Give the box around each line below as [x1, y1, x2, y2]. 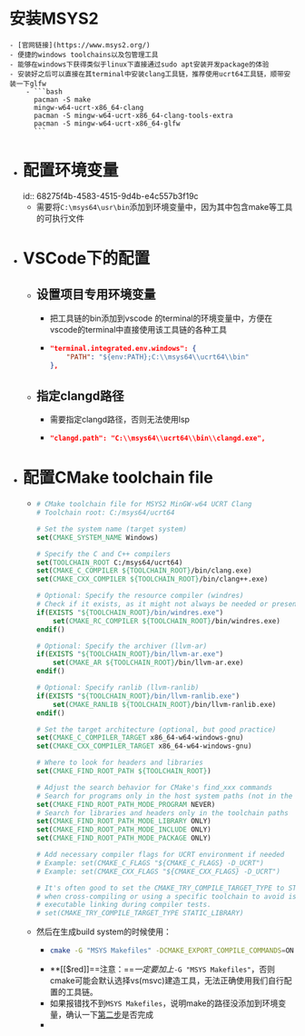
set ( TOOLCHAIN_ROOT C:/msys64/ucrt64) [35, 558, 183, 567]
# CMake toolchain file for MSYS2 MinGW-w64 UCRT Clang [35, 500, 252, 509]
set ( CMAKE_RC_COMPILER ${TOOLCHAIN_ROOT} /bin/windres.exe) [53, 616, 281, 625]
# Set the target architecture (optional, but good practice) [35, 724, 277, 734]
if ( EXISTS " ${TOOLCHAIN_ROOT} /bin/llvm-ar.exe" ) [35, 650, 224, 659]
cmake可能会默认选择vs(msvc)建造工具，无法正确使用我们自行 [49, 975, 284, 986]
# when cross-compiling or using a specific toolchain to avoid [35, 892, 285, 901]
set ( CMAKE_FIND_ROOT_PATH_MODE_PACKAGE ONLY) [35, 833, 212, 843]
